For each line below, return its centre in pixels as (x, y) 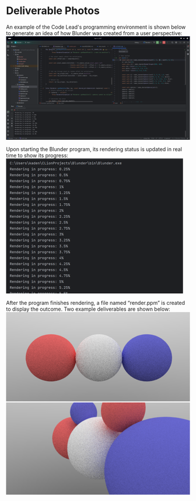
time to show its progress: (37, 156)
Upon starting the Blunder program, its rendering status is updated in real (94, 149)
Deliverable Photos (53, 11)
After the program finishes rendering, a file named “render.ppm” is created (96, 303)
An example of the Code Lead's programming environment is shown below (96, 27)
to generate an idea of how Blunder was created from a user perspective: (94, 33)
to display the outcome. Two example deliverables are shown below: (88, 309)
